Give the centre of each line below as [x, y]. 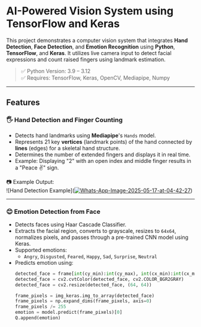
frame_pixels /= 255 [40, 307]
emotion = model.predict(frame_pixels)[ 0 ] [68, 313]
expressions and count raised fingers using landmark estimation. [86, 59]
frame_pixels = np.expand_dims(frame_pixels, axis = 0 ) [83, 301]
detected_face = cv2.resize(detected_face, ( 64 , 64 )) [83, 285]
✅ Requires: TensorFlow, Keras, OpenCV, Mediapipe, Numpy [95, 78]
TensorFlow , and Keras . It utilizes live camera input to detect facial [89, 53]
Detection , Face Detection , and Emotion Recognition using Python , [91, 47]
